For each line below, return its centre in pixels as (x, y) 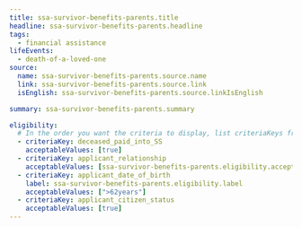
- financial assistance (62, 43)
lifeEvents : (31, 51)
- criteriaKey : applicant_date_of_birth (94, 175)
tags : (19, 34)
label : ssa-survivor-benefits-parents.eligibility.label (134, 183)
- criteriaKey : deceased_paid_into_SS (90, 142)
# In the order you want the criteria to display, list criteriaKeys (150, 134)
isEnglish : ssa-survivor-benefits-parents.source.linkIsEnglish (140, 92)
